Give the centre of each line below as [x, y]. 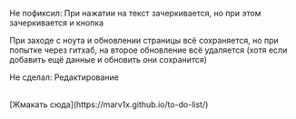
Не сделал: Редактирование [64, 77]
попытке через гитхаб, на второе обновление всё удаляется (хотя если [148, 50]
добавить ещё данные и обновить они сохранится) [108, 59]
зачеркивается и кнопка [57, 23]
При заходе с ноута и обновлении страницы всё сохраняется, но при [144, 40]
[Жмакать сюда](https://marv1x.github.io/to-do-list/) [109, 104]
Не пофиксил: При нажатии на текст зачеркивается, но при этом [135, 13]
